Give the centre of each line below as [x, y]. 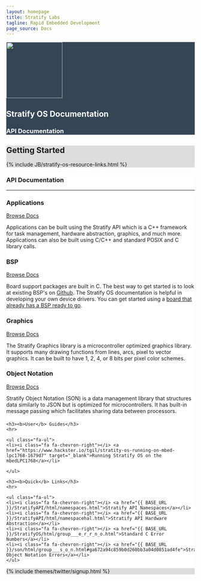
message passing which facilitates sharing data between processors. [92, 411]
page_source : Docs [29, 28]
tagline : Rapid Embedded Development [53, 23]
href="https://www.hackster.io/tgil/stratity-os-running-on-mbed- [91, 450]
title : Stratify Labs [33, 17]
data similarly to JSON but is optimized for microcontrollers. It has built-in [97, 405]
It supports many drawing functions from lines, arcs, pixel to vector [89, 352]
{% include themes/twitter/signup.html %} [58, 571]
